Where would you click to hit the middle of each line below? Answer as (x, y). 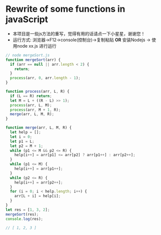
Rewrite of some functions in (66, 9)
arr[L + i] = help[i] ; (38, 196)
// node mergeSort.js (28, 55)
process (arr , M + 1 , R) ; (35, 110)
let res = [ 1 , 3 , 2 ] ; (28, 209)
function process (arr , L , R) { (38, 92)
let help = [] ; (26, 132)
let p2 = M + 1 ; (27, 146)
